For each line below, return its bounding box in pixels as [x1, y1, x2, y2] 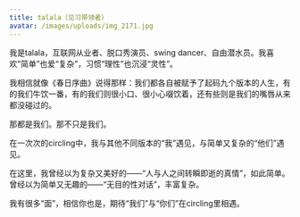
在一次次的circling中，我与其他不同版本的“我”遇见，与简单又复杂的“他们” [9, 138, 277, 148]
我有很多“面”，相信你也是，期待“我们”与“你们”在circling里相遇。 [9, 197, 246, 208]
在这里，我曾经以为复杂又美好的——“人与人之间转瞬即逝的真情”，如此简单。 [9, 167, 290, 179]
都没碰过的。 [9, 99, 56, 110]
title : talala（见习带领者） [9, 13, 109, 22]
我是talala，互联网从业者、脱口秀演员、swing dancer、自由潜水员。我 [9, 46, 267, 58]
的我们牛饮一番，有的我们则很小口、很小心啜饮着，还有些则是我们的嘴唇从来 [9, 88, 291, 99]
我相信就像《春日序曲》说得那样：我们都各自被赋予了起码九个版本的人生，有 [9, 77, 291, 88]
